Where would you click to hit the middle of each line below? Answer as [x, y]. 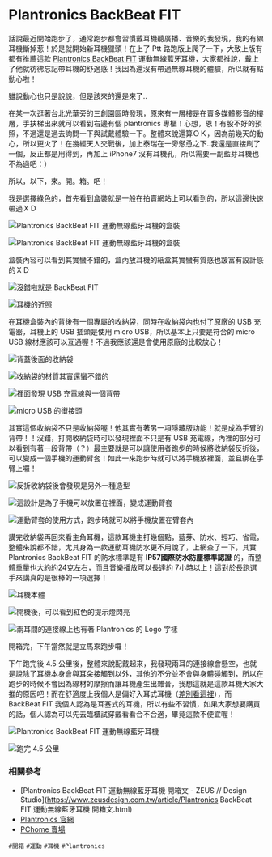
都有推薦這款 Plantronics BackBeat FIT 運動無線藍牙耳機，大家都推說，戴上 [134, 58]
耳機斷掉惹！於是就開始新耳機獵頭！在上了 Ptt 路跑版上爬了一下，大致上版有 [136, 48]
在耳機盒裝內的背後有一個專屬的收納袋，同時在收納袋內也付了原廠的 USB [130, 321]
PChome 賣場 [43, 829]
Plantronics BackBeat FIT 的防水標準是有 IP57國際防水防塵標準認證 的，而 [132, 557]
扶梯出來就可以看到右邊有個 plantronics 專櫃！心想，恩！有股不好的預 [146, 123]
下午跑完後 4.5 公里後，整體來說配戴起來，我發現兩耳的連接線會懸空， [125, 663]
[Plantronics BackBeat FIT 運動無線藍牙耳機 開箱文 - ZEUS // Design [133, 791]
